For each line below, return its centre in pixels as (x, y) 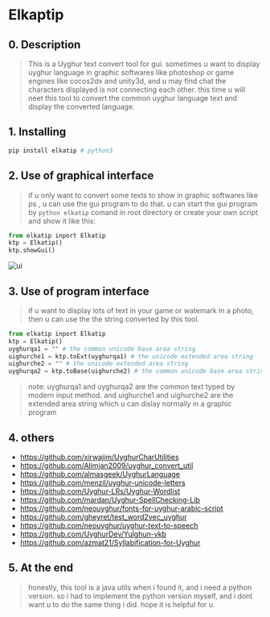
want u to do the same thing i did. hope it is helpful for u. (121, 604)
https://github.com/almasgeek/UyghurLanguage (100, 474)
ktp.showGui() (32, 251)
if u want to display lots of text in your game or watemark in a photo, (141, 310)
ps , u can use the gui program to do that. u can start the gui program (143, 204)
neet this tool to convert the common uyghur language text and (133, 98)
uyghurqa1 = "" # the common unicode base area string (102, 349)
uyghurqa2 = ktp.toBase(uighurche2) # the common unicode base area (125, 371)
